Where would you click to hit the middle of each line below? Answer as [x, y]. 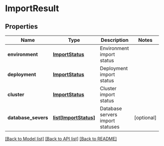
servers [109, 115]
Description [115, 40]
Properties [21, 27]
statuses [110, 127]
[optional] [145, 118]
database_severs [28, 118]
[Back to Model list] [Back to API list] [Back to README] [61, 139]
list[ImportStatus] [74, 118]
